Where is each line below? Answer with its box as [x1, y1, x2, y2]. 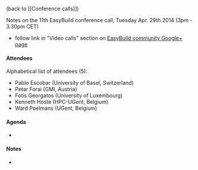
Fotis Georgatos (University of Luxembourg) [14, 92, 123, 99]
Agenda [6, 118, 26, 125]
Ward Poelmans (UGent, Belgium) [14, 104, 98, 112]
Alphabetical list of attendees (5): [6, 68, 88, 75]
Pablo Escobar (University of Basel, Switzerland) [14, 79, 134, 86]
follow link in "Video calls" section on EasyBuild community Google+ [14, 35, 183, 41]
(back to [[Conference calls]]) [6, 5, 79, 12]
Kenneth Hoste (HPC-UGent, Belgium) [14, 98, 109, 106]
